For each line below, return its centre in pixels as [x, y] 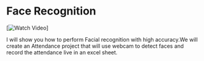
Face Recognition [51, 11]
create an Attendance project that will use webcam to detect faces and [95, 46]
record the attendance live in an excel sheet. [62, 52]
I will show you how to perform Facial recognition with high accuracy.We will [102, 39]
